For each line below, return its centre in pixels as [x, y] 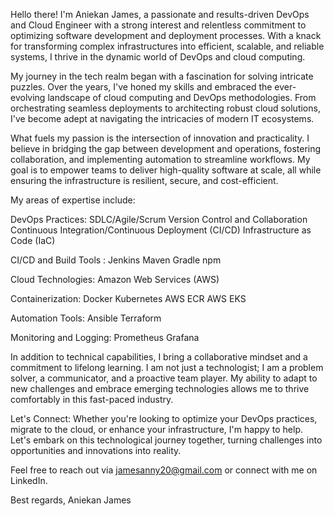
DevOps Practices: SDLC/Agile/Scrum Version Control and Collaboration [159, 219]
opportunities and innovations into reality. [96, 450]
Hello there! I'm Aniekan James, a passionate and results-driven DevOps [160, 14]
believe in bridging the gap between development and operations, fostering [166, 148]
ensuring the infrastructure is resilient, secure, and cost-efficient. [144, 180]
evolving [28, 97]
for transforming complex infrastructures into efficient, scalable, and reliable [167, 46]
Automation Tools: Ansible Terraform [86, 318]
